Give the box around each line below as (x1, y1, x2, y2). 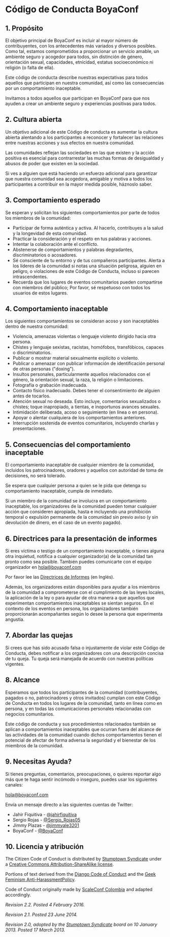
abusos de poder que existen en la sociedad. (5, 160, 99, 166)
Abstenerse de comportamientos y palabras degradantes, (12, 246, 133, 252)
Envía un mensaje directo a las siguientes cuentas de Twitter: (5, 801, 133, 807)
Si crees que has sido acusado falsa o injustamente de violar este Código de (5, 644, 165, 651)
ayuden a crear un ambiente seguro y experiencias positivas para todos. (5, 100, 156, 107)
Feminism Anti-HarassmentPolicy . (5, 876, 76, 883)
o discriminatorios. (12, 349, 52, 356)
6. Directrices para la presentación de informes (5, 534, 157, 543)
